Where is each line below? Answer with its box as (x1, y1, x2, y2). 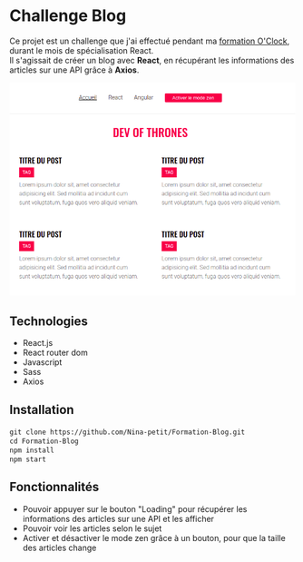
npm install (9, 446, 54, 455)
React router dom (22, 347, 89, 358)
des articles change (22, 542, 97, 553)
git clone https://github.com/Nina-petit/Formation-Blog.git (9, 428, 246, 437)
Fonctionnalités (9, 479, 100, 495)
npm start (9, 455, 47, 464)
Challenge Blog (9, 5, 127, 26)
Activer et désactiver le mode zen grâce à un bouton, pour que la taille (22, 532, 286, 543)
